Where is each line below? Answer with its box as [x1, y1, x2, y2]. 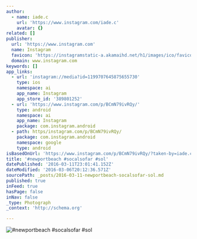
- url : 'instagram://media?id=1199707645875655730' [11, 74, 141, 80]
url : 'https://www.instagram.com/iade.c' [16, 19, 119, 25]
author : [6, 8, 25, 15]
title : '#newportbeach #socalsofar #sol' [6, 156, 109, 162]
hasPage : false [6, 188, 43, 194]
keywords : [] [6, 63, 38, 69]
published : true [6, 178, 46, 184]
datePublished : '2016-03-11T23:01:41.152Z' [6, 161, 114, 167]
